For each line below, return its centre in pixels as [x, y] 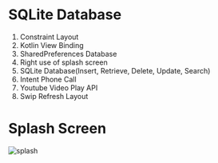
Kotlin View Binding [52, 45]
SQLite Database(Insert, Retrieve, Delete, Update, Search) [115, 70]
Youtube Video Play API [59, 87]
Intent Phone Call [48, 79]
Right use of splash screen [63, 62]
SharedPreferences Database [68, 54]
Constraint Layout [49, 37]
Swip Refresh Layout [54, 96]
